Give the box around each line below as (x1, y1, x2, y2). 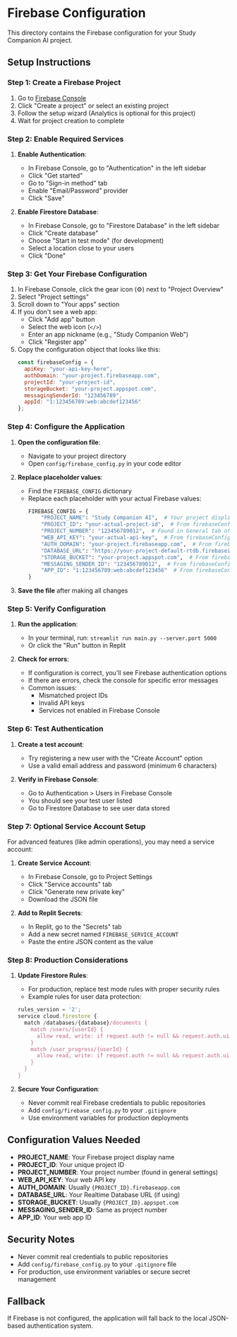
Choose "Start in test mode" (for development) (28, 236, 164, 245)
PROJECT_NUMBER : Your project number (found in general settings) (17, 1168, 219, 1176)
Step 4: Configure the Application (7, 422, 126, 432)
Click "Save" (28, 193, 65, 202)
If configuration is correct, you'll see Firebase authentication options (28, 669, 227, 677)
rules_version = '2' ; (17, 1006, 82, 1014)
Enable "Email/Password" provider (28, 186, 128, 195)
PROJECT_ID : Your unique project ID (17, 1160, 125, 1169)
